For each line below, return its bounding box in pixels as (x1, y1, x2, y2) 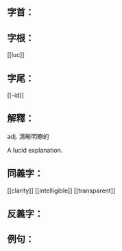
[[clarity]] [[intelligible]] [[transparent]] (7, 186, 116, 195)
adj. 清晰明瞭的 (7, 132, 49, 140)
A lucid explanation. (7, 146, 63, 154)
